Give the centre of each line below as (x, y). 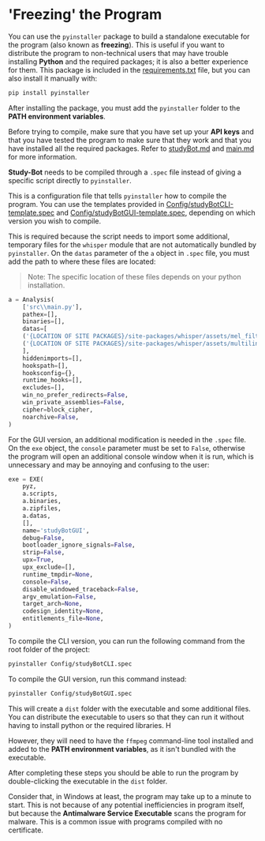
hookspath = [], (45, 366)
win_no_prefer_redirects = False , (75, 395)
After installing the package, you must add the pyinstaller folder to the (124, 107)
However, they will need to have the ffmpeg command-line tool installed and (131, 741)
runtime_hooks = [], (52, 381)
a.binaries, (42, 501)
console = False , (47, 582)
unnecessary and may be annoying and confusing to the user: (109, 464)
